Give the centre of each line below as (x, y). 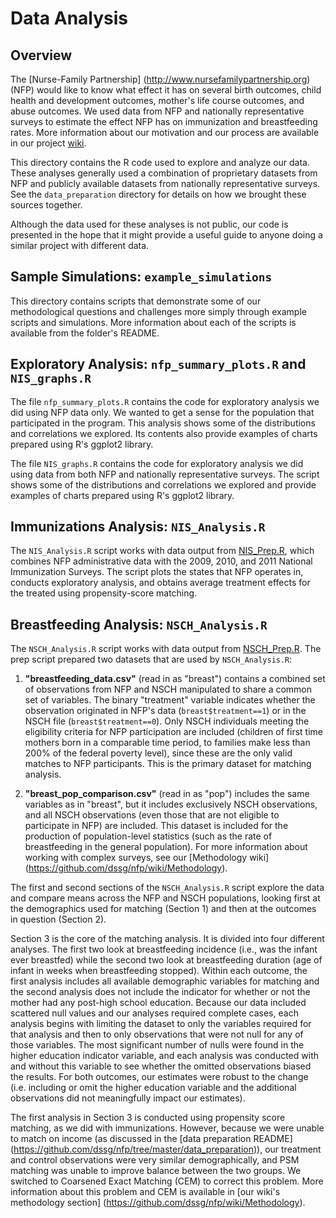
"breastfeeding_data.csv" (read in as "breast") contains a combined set (175, 679)
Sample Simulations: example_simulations (141, 277)
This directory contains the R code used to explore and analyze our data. (160, 162)
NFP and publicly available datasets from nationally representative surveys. (165, 183)
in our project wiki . (48, 143)
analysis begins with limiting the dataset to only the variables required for (161, 1024)
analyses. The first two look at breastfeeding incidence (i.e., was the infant (164, 949)
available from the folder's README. (85, 333)
